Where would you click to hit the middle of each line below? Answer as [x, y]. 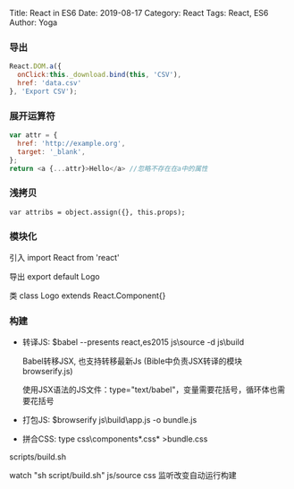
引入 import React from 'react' [65, 258]
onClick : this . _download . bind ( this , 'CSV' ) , [99, 75]
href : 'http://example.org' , [71, 143]
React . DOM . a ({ [36, 66]
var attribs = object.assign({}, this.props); [97, 212]
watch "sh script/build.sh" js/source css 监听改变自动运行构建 [123, 476]
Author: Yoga [34, 22]
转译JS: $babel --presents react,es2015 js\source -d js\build [133, 342]
